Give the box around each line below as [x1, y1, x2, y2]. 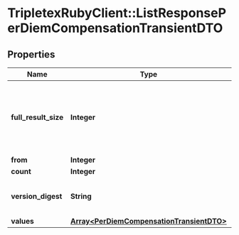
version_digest [11, 192, 63, 201]
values [11, 217, 34, 226]
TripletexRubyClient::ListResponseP [7, 5, 226, 21]
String [70, 192, 92, 201]
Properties [7, 48, 55, 60]
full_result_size [11, 112, 64, 122]
